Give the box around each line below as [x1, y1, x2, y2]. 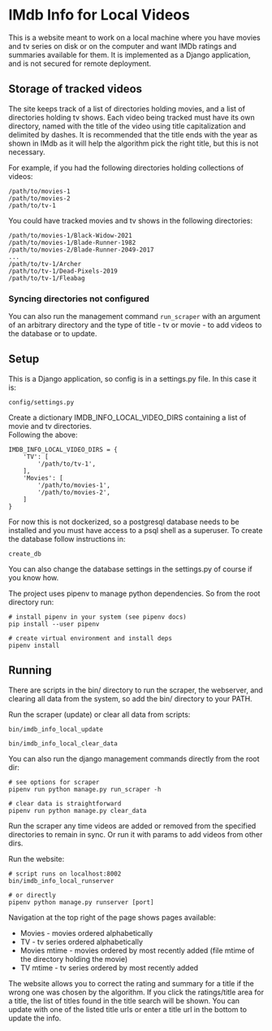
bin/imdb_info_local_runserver [8, 876, 114, 885]
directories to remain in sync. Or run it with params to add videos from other [8, 829, 263, 839]
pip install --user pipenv [8, 620, 100, 628]
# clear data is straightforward [8, 799, 122, 807]
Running [8, 663, 53, 677]
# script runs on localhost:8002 [8, 869, 122, 878]
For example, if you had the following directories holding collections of [8, 163, 244, 173]
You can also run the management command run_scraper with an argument [8, 312, 261, 321]
